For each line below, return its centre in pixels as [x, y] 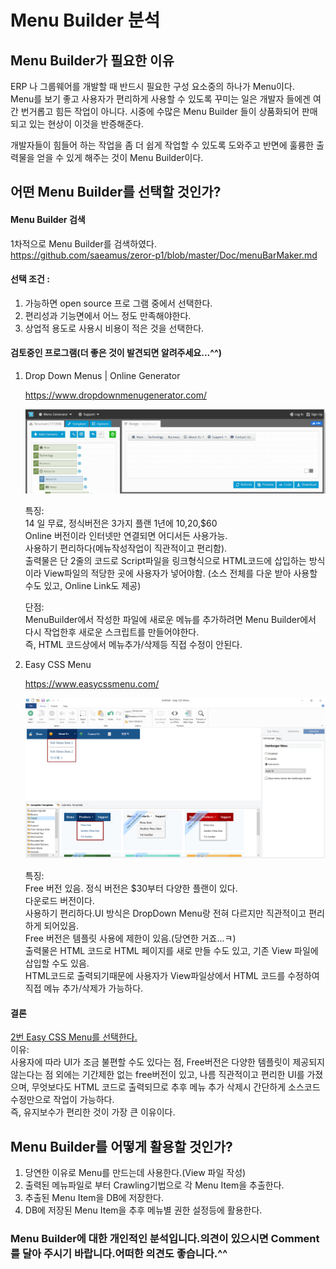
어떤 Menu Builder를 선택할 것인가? [116, 192]
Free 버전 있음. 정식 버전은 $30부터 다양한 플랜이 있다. [131, 888]
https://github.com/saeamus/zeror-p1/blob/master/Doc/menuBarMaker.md [164, 255]
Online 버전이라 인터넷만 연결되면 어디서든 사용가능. [126, 535]
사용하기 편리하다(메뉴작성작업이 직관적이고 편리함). [126, 548]
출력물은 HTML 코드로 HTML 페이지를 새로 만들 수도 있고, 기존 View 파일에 [171, 951]
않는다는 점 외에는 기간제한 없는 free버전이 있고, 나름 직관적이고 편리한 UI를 [157, 1075]
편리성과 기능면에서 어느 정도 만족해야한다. [108, 315]
